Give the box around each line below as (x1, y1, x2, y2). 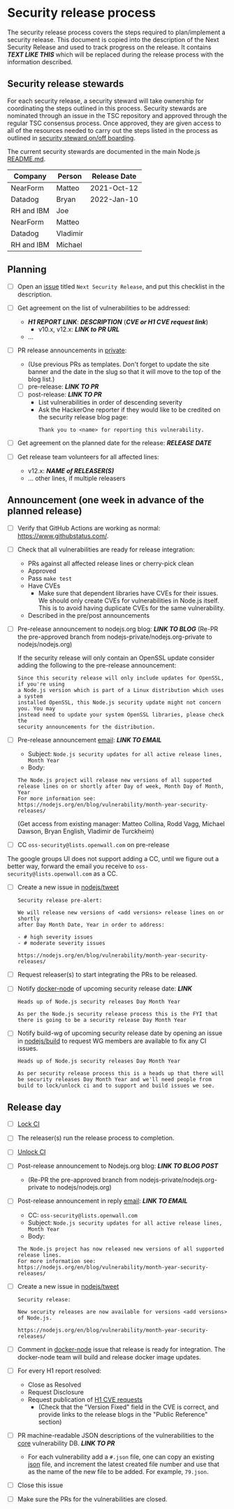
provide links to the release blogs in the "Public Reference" (38, 1410, 208, 1418)
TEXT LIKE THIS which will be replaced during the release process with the (7, 50, 224, 59)
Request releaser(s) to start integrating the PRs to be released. (17, 970, 198, 979)
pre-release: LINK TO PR (27, 382, 99, 391)
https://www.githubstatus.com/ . (17, 531, 109, 540)
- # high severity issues (17, 934, 93, 941)
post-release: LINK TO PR (27, 390, 103, 398)
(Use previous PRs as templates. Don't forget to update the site (27, 360, 210, 368)
